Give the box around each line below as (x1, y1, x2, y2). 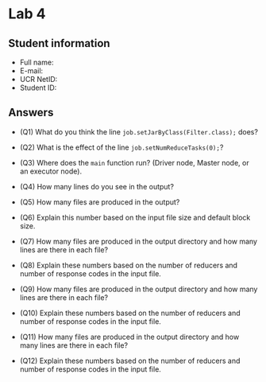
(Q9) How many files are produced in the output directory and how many (19, 284, 258, 294)
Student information (8, 37, 110, 50)
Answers (8, 106, 54, 119)
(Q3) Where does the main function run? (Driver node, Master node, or (19, 158, 249, 167)
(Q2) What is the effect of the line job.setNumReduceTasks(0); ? (19, 142, 224, 152)
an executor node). (19, 166, 82, 176)
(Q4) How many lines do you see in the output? (19, 181, 175, 191)
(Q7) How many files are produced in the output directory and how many (19, 236, 258, 246)
